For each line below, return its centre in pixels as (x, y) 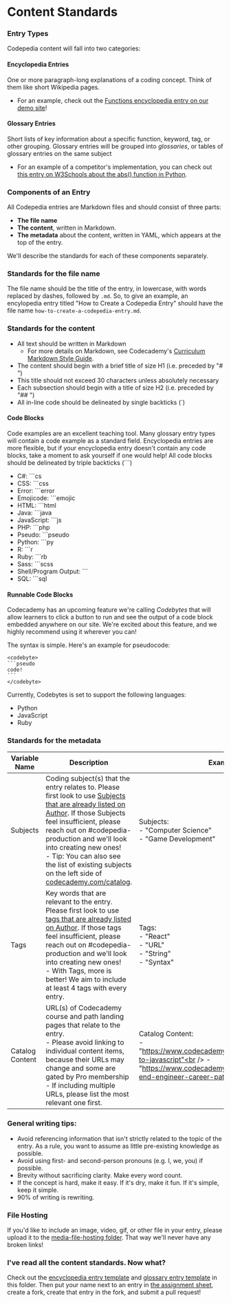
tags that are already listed (89, 919)
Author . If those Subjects (86, 813)
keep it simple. (38, 1190)
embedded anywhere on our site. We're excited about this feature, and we (112, 624)
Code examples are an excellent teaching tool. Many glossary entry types (111, 433)
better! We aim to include (86, 979)
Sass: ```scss (35, 564)
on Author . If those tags (84, 928)
